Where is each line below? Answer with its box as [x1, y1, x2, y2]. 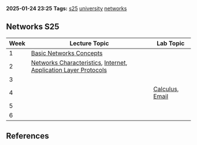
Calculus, [153, 85, 179, 93]
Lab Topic [156, 39, 185, 47]
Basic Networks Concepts [31, 49, 103, 57]
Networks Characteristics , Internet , [31, 58, 128, 67]
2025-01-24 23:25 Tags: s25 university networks [6, 5, 127, 12]
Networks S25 [6, 22, 60, 32]
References [6, 131, 49, 141]
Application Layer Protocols [31, 65, 107, 74]
